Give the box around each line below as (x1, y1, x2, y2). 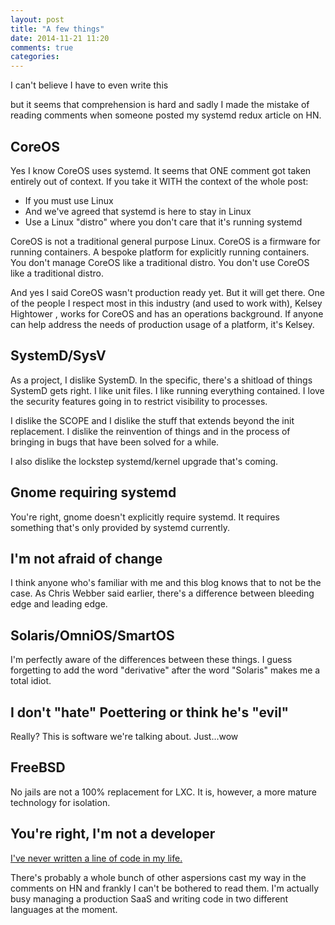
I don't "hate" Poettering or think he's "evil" (10, 704, 290, 721)
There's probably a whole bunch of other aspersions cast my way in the (10, 871, 307, 883)
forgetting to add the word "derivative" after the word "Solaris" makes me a (10, 664, 321, 676)
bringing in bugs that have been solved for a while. (10, 436, 220, 448)
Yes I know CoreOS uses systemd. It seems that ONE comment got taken (10, 164, 312, 176)
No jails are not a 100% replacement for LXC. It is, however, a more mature (10, 786, 317, 798)
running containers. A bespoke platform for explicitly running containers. (10, 246, 310, 258)
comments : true (10, 42, 74, 53)
